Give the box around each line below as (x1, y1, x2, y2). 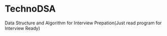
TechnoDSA (5, 3, 56, 15)
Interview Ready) (5, 25, 40, 31)
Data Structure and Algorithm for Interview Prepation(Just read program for (5, 20, 162, 26)
